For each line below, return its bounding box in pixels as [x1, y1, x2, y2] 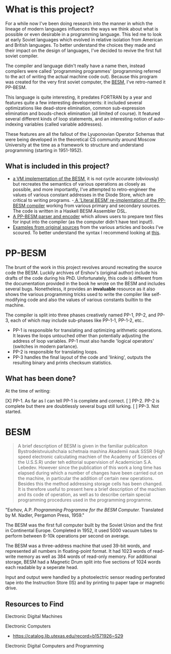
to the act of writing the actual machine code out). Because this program [5, 73, 158, 79]
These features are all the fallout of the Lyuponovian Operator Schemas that [5, 131, 164, 137]
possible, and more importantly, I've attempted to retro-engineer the [12, 186, 156, 192]
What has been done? [5, 374, 76, 383]
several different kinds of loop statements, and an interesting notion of [5, 115, 153, 122]
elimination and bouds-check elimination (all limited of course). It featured [5, 110, 160, 116]
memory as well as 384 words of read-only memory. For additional [17, 553, 157, 560]
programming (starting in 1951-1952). [5, 147, 83, 153]
